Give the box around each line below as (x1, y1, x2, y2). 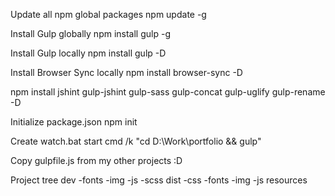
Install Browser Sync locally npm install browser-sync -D (10, 67, 243, 78)
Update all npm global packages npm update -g (10, 9, 207, 20)
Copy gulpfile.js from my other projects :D (10, 155, 183, 166)
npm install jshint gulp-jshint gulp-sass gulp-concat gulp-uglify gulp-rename (10, 86, 326, 98)
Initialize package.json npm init (10, 116, 138, 128)
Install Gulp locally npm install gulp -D (10, 47, 167, 59)
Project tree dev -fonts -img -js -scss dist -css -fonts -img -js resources (10, 174, 308, 186)
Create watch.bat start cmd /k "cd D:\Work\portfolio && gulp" (10, 135, 262, 147)
